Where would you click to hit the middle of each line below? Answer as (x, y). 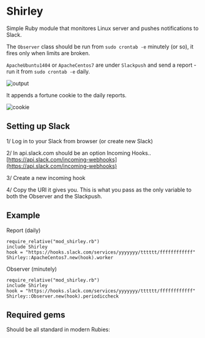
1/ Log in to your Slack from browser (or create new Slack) (80, 141)
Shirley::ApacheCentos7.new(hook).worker (60, 257)
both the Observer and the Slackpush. (54, 196)
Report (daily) (24, 230)
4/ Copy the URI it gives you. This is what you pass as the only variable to (99, 190)
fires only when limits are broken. (48, 53)
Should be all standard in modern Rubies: (58, 329)
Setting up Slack (38, 126)
